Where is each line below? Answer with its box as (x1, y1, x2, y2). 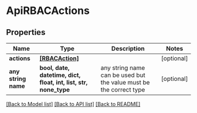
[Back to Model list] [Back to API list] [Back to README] (6, 101, 141, 107)
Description (111, 45, 145, 52)
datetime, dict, (39, 71, 81, 79)
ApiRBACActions (6, 4, 90, 17)
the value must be (100, 79, 150, 86)
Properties (6, 27, 46, 37)
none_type (39, 86, 70, 94)
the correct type (100, 86, 145, 94)
